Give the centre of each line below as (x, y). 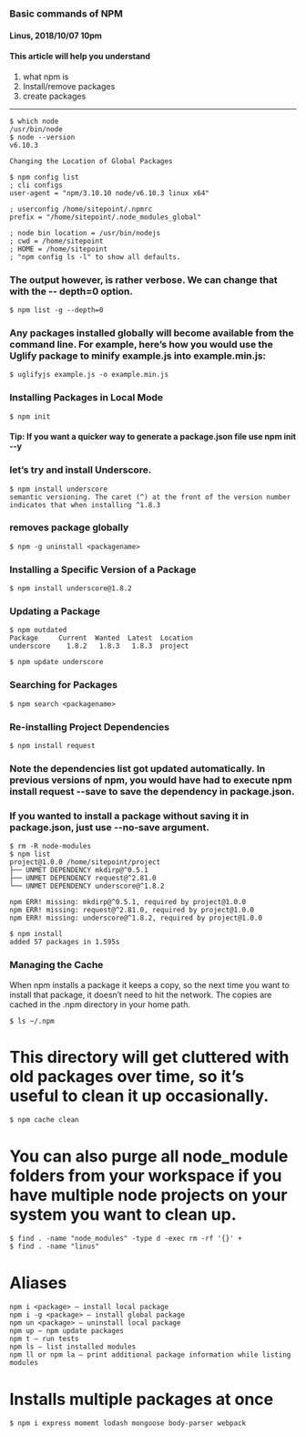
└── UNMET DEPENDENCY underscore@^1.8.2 (87, 886)
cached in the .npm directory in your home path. (100, 1004)
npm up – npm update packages (67, 1331)
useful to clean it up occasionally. (139, 1095)
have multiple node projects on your (148, 1195)
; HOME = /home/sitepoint (58, 249)
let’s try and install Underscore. (81, 470)
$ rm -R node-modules (51, 847)
